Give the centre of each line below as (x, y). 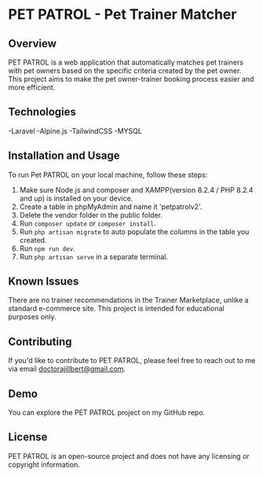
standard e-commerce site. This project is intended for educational (117, 309)
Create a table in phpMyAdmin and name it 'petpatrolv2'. (111, 207)
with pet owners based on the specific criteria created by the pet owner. (125, 71)
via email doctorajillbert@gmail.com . (67, 369)
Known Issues (44, 282)
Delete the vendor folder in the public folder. (91, 215)
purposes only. (32, 317)
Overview (33, 44)
